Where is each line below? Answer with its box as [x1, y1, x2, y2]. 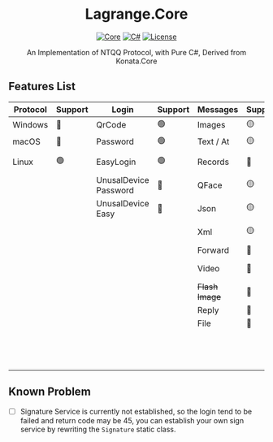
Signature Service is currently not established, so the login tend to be [19, 406, 253, 416]
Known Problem [8, 385, 91, 399]
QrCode [96, 119, 127, 131]
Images [197, 119, 226, 131]
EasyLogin [96, 156, 136, 167]
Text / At [197, 136, 230, 147]
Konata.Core [115, 56, 158, 66]
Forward [197, 245, 230, 256]
